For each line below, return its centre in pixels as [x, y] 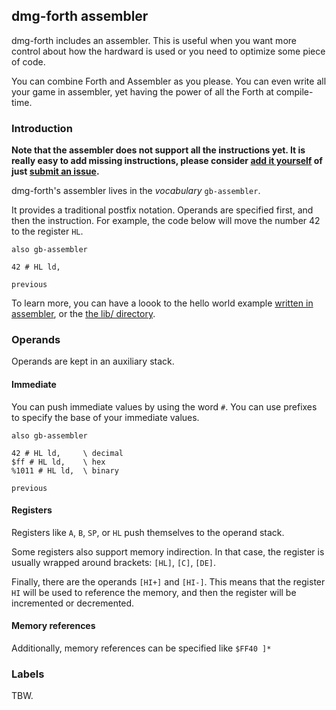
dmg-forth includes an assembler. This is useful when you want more [154, 40]
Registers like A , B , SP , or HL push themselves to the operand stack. [148, 532]
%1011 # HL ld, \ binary [65, 470]
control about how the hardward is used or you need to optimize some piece [168, 51]
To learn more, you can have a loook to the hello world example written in [162, 303]
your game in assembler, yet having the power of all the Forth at [142, 91]
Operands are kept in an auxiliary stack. [93, 361]
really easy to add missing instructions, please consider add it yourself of [167, 161]
